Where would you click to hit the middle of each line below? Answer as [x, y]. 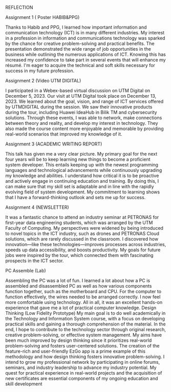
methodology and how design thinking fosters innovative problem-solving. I [85, 357]
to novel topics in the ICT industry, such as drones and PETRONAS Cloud [82, 233]
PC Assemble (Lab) [26, 270]
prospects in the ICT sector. [35, 261]
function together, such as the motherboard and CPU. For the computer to [83, 291]
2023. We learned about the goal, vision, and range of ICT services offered [84, 101]
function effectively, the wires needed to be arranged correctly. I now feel [83, 297]
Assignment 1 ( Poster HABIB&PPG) [42, 17]
